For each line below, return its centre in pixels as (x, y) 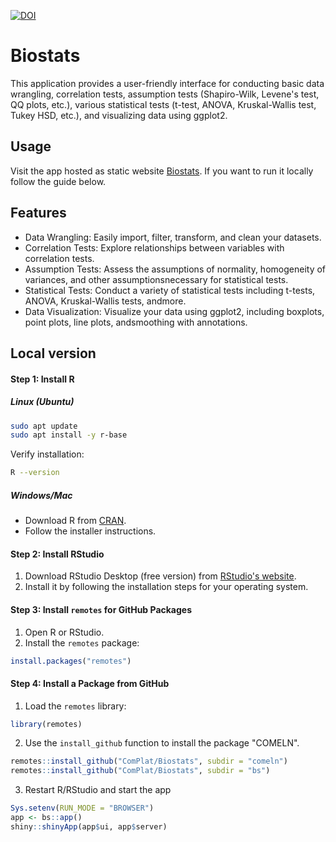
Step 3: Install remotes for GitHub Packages (101, 609)
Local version (53, 353)
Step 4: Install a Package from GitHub (90, 683)
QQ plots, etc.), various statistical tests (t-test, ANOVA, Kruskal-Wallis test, (163, 104)
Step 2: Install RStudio (57, 554)
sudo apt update (44, 426)
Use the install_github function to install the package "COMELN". (162, 743)
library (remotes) (46, 724)
